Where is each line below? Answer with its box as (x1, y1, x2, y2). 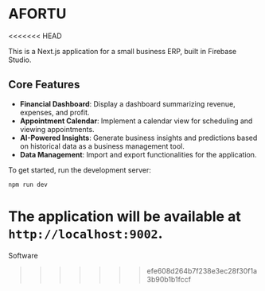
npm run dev (8, 180, 48, 188)
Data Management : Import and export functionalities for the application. (19, 149, 257, 159)
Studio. (8, 55, 32, 64)
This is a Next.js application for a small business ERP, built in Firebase (8, 46, 237, 56)
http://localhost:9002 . (8, 224, 163, 242)
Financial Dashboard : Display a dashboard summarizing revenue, (19, 99, 236, 108)
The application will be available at (8, 208, 241, 225)
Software (8, 250, 38, 260)
